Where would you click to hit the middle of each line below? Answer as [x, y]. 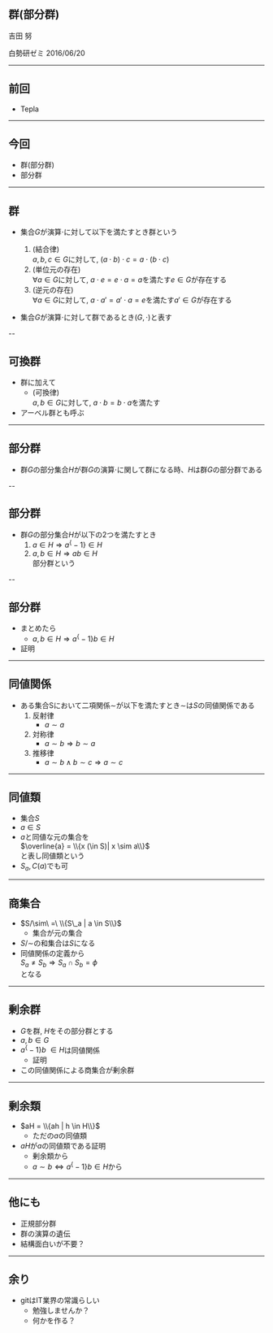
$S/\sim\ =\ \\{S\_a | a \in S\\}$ [71, 923]
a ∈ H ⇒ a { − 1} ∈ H [67, 545]
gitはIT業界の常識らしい [60, 1300]
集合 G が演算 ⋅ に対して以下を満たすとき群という [99, 232]
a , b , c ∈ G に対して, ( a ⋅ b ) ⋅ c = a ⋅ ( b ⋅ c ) [101, 259]
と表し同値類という [52, 856]
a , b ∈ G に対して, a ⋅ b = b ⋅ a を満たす [96, 403]
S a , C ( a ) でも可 [44, 867]
